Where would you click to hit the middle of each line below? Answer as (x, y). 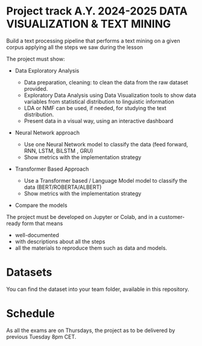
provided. (36, 88)
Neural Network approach (47, 132)
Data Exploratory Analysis (47, 70)
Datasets (29, 273)
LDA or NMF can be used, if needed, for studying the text (95, 108)
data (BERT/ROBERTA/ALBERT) (63, 187)
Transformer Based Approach (52, 169)
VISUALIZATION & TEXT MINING (89, 24)
